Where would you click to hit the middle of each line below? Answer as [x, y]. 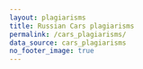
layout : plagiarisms [48, 17]
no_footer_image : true [52, 51]
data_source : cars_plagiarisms [68, 43]
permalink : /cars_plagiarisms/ [68, 34]
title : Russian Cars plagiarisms [72, 26]
